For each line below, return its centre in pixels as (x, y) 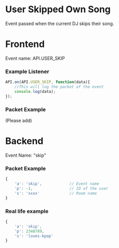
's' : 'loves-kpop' (34, 236)
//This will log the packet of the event (59, 87)
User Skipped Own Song (58, 9)
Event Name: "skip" (26, 155)
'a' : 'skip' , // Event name (57, 184)
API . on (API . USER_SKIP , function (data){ (48, 82)
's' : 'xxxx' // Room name (56, 193)
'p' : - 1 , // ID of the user (62, 188)
